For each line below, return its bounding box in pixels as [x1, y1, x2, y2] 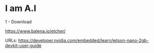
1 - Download [5, 19, 32, 25]
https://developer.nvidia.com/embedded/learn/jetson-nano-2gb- [18, 37, 149, 43]
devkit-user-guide [5, 42, 42, 48]
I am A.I [5, 3, 37, 14]
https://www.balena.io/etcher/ [5, 28, 66, 34]
